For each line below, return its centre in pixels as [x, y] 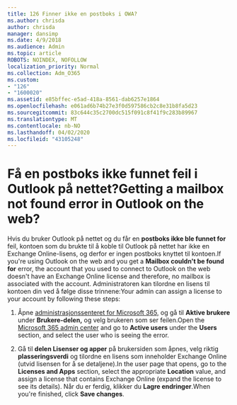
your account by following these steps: [64, 299]
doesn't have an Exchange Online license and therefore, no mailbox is [109, 276]
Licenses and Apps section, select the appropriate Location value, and [122, 372]
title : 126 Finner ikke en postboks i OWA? [73, 14]
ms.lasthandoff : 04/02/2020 [49, 132]
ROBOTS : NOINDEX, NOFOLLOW [47, 60]
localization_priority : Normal [53, 67]
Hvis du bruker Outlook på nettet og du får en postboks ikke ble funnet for [117, 239]
